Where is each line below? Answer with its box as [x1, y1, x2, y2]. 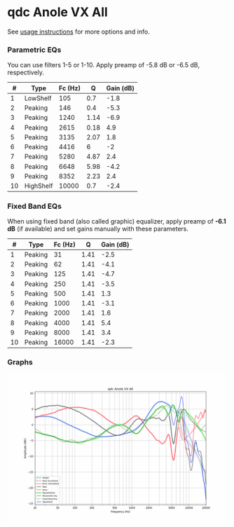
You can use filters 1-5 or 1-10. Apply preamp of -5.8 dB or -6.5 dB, [7, 61, 200, 69]
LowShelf [24, 94, 52, 102]
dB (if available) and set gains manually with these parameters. [7, 225, 189, 233]
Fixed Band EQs [7, 201, 62, 211]
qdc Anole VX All [7, 4, 109, 20]
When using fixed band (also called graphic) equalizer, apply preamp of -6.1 [7, 217, 226, 226]
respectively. [7, 68, 44, 77]
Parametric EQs [7, 45, 62, 55]
